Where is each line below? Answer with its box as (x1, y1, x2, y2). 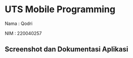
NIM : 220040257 (5, 30, 42, 36)
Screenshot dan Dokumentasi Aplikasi (5, 45, 128, 54)
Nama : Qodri (5, 20, 32, 26)
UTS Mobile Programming (5, 4, 116, 15)
